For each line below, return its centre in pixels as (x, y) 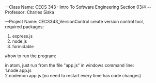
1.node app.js (18, 70)
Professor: (15, 12)
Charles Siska (40, 12)
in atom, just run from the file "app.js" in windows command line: (70, 65)
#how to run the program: (31, 56)
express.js (22, 36)
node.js (20, 41)
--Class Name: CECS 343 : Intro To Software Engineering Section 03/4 (76, 7)
